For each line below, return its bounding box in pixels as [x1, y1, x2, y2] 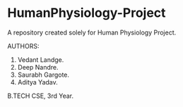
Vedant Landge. [17, 55, 64, 64]
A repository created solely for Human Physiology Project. [7, 28, 177, 37]
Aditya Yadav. [17, 77, 58, 86]
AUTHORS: [7, 42, 40, 50]
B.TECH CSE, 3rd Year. [7, 92, 74, 100]
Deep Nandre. [17, 63, 59, 71]
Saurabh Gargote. [17, 70, 69, 79]
